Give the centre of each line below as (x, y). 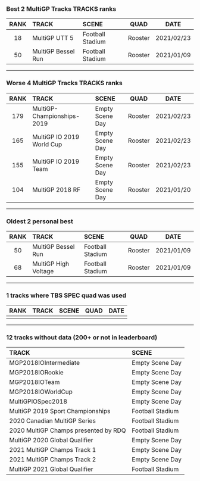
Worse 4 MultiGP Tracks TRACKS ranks (65, 83)
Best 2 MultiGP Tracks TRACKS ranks (61, 9)
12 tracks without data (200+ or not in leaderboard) (82, 338)
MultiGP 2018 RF (57, 189)
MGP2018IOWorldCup (41, 392)
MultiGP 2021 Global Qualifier (51, 469)
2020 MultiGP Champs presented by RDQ (68, 430)
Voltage (43, 271)
